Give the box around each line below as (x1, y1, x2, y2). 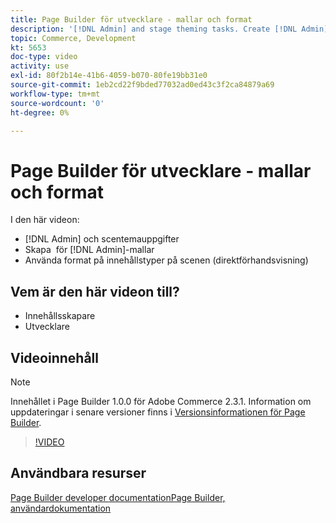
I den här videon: (10, 214, 80, 226)
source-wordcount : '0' (10, 98, 105, 108)
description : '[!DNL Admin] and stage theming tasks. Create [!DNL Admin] (10, 24, 329, 34)
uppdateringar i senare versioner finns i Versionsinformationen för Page (10, 406, 306, 418)
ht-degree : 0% (10, 107, 70, 118)
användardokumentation (10, 502, 112, 514)
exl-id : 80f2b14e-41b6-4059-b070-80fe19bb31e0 (10, 71, 208, 81)
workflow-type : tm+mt (10, 89, 101, 99)
